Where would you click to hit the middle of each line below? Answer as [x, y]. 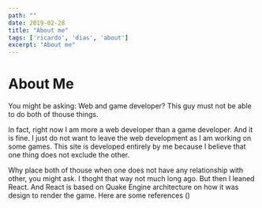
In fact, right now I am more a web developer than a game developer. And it [131, 130]
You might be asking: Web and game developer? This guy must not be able [130, 106]
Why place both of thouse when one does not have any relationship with [126, 170]
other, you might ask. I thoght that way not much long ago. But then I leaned [131, 179]
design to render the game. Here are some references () [99, 195]
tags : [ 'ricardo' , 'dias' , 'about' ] [68, 38]
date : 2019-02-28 [37, 23]
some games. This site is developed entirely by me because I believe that [127, 146]
